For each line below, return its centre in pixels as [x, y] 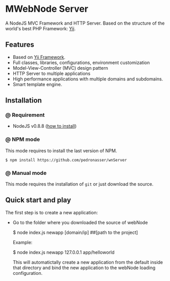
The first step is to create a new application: [52, 212]
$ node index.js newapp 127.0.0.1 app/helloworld [63, 252]
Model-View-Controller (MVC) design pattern [60, 68]
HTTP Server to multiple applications [51, 73]
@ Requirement [25, 115]
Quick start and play [38, 200]
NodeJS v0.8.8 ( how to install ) [45, 126]
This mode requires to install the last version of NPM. [61, 150]
